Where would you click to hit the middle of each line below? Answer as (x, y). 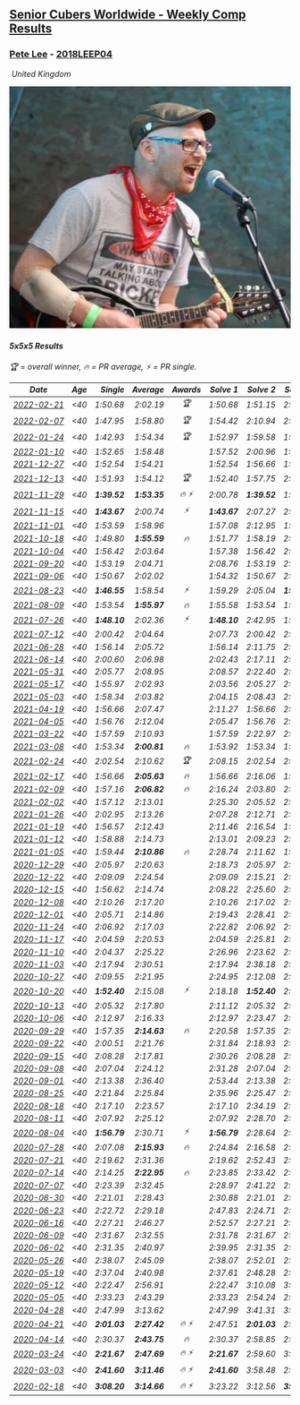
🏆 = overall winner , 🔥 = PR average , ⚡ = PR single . (103, 366)
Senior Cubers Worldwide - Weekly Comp (128, 15)
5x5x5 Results (37, 346)
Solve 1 (224, 390)
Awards (187, 390)
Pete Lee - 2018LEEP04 (61, 55)
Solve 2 (262, 390)
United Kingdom (41, 73)
